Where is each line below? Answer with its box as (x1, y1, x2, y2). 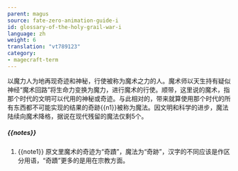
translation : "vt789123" (7, 43, 81, 50)
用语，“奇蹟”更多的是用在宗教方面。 (23, 156, 130, 165)
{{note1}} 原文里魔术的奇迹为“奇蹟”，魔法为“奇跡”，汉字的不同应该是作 (17, 147, 225, 155)
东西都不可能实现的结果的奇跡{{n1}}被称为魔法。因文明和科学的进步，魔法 (13, 103, 229, 112)
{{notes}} (7, 129, 37, 137)
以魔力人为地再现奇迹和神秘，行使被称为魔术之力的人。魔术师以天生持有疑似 (7, 76, 231, 85)
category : (7, 50, 37, 57)
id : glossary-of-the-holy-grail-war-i (7, 23, 122, 30)
